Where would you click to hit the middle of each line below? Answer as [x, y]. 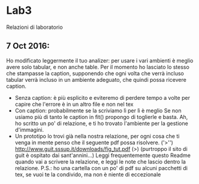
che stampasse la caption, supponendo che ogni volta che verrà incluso [95, 73]
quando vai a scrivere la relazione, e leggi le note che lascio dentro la [100, 161]
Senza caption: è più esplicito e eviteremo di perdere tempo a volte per [102, 97]
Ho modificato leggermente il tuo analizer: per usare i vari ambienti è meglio [100, 60]
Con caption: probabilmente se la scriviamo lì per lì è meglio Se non [98, 110]
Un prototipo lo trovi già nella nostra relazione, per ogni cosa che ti [97, 136]
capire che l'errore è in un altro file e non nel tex [74, 104]
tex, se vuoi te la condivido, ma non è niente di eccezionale [88, 174]
